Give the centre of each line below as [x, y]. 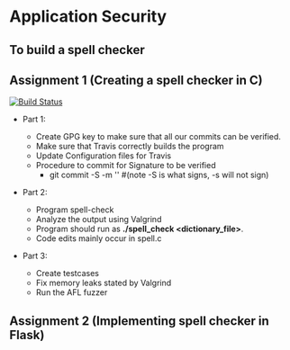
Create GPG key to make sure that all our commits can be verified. [159, 137]
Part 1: [34, 120]
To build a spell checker [77, 50]
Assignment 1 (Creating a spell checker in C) [136, 80]
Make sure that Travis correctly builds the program [130, 147]
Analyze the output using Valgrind [99, 220]
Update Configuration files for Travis [104, 156]
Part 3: [35, 256]
